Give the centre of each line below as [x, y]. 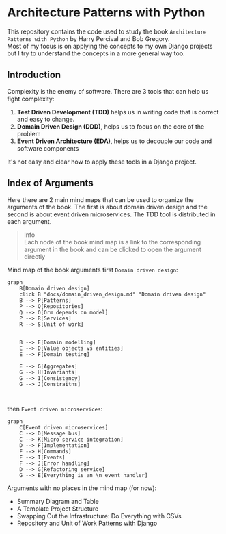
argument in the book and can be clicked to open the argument [112, 249]
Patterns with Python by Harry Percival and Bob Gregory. [88, 38]
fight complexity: [31, 99]
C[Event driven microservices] [64, 427]
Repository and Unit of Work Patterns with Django [87, 523]
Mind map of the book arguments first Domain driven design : [93, 270]
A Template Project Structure [58, 509]
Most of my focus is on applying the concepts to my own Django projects [110, 46]
